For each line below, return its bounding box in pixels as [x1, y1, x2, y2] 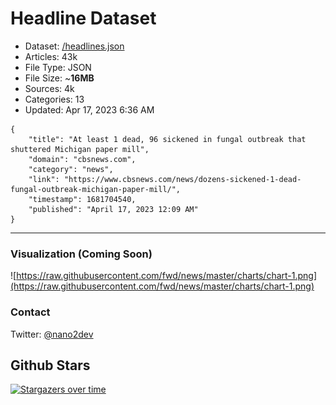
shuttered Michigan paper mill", [10, 144, 150, 154]
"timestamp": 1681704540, [28, 194, 137, 204]
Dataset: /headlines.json [24, 40, 125, 52]
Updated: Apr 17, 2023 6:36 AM [24, 103, 155, 116]
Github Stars [10, 357, 91, 374]
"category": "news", [28, 164, 114, 174]
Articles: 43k [24, 50, 78, 62]
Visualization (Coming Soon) [10, 247, 153, 261]
